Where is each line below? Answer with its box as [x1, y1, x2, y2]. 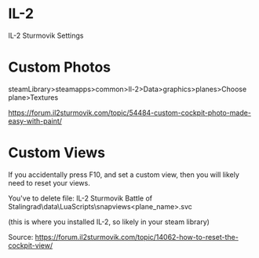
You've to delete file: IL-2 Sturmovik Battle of [8, 193, 153, 203]
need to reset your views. [8, 178, 90, 187]
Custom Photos [8, 58, 111, 76]
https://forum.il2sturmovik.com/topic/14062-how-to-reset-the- [35, 232, 239, 241]
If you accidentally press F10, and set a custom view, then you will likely [8, 170, 239, 179]
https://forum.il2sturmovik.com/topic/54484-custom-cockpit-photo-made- [8, 108, 251, 117]
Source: [8, 232, 34, 241]
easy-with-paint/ [8, 116, 63, 126]
